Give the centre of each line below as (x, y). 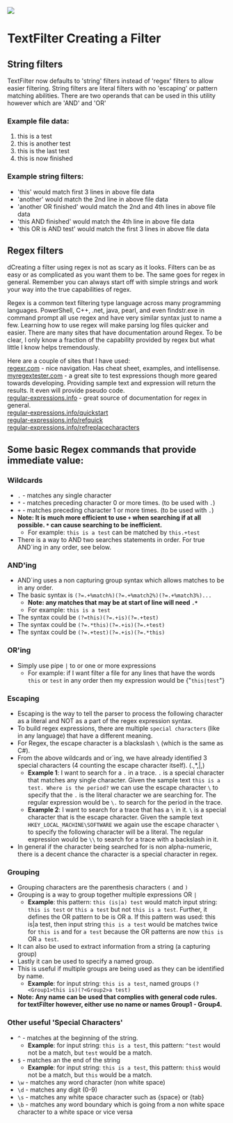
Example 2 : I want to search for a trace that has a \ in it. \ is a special (127, 810)
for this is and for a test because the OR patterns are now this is (126, 932)
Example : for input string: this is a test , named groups (109, 984)
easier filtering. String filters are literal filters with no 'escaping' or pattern (112, 88)
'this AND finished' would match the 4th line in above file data (106, 221)
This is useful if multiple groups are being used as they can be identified (121, 969)
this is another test (44, 144)
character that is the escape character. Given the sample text (115, 817)
